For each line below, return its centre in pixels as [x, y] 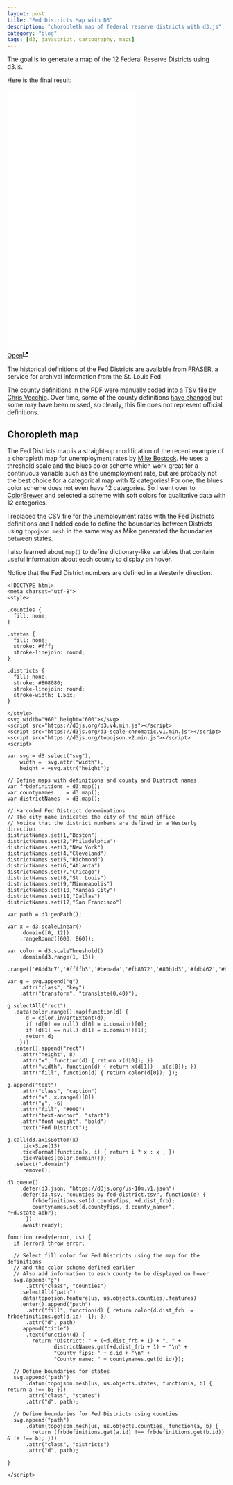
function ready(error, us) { [49, 1237]
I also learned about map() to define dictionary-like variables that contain [111, 551]
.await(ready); [42, 1225]
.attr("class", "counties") [66, 1286]
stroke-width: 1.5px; [45, 695]
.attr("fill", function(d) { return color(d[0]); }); [99, 1073]
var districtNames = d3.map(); [54, 799]
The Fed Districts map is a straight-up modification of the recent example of [115, 450]
